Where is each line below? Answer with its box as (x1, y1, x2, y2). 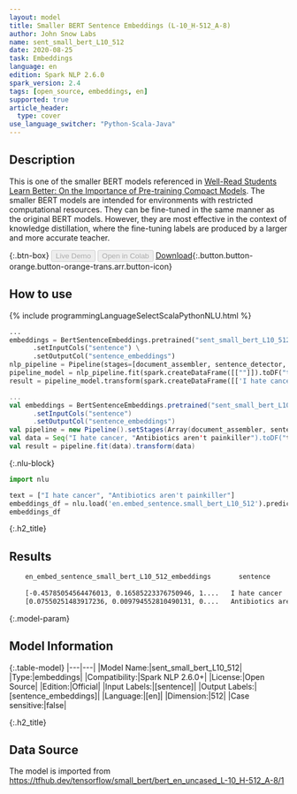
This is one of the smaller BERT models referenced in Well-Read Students (9, 176, 277, 187)
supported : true (9, 95, 69, 104)
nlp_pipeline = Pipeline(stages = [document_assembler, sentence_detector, (9, 360, 287, 370)
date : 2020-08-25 (9, 46, 73, 55)
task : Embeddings (9, 54, 73, 63)
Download (155, 249, 193, 261)
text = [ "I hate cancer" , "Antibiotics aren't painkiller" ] (9, 491, 236, 500)
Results (9, 549, 52, 564)
